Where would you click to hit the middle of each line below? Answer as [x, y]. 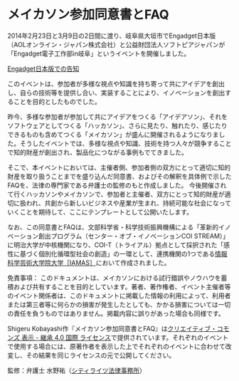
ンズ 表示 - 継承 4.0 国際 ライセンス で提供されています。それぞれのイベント [118, 337]
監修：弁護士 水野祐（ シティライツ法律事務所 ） [77, 370]
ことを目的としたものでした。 [57, 101]
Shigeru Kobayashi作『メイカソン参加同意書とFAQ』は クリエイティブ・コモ [118, 328]
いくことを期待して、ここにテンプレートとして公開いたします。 [100, 212]
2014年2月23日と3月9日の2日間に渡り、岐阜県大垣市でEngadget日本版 [112, 36]
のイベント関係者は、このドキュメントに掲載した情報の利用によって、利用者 [119, 296]
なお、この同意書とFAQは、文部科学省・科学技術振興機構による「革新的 [113, 227]
